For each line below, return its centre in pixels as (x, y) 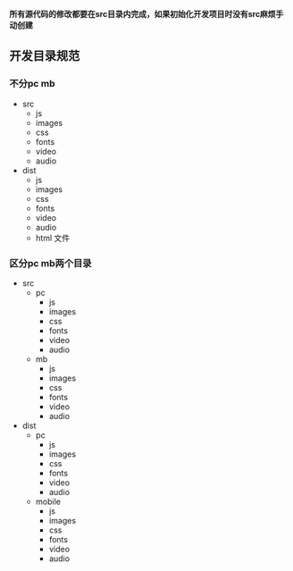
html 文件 (53, 238)
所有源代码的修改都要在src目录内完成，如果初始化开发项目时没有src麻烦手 (146, 14)
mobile (48, 501)
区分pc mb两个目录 (50, 263)
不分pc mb (32, 84)
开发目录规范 (45, 56)
